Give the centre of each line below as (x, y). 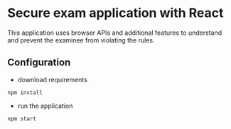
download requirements (52, 79)
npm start (22, 118)
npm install (25, 92)
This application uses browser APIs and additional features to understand (115, 33)
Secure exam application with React (116, 13)
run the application (45, 106)
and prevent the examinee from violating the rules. (81, 40)
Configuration (39, 63)
